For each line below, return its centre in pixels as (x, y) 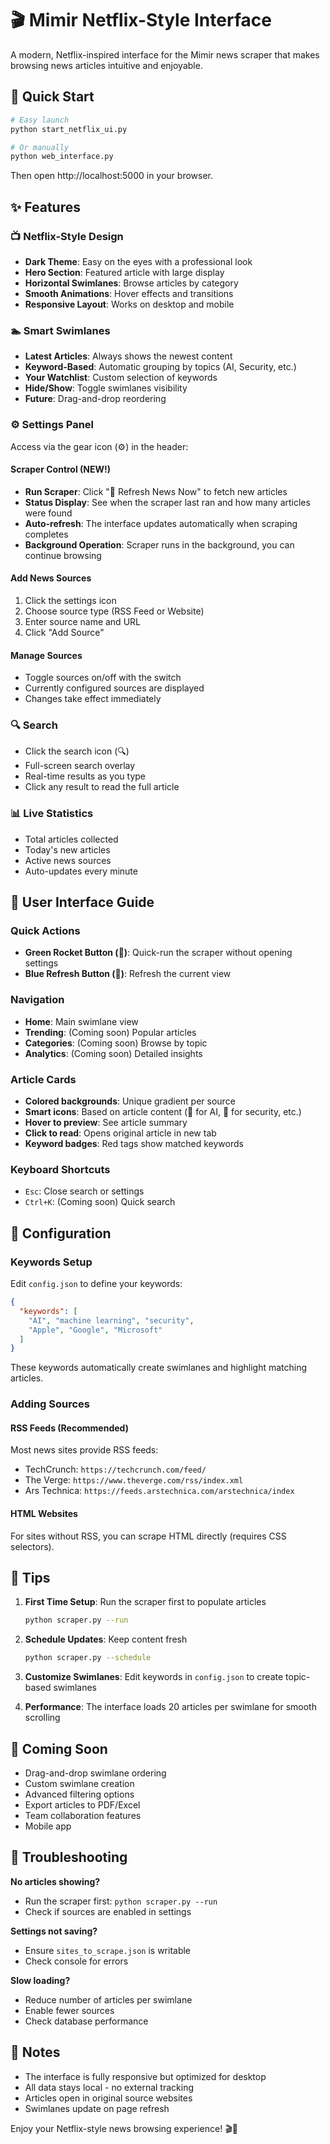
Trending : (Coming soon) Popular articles (110, 1032)
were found (48, 513)
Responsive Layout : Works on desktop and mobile (129, 304)
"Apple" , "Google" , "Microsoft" (95, 1330)
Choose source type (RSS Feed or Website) (114, 611)
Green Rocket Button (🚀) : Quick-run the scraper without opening (158, 953)
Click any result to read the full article (102, 787)
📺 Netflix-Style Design (67, 236)
